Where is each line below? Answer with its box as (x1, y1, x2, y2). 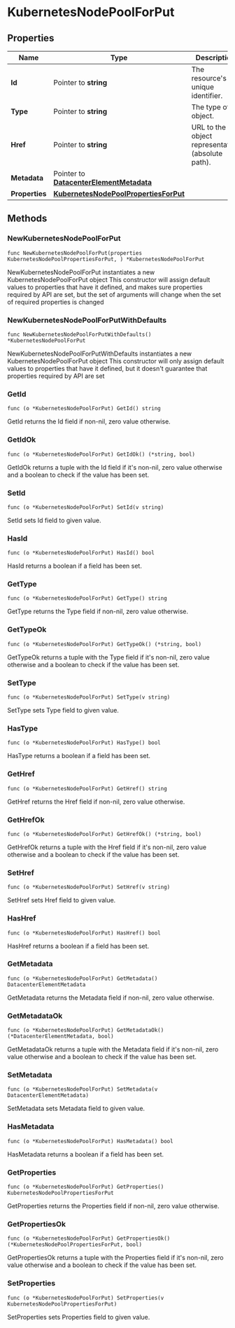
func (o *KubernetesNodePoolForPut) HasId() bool (7, 550, 155, 557)
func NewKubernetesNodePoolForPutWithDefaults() (7, 330, 152, 338)
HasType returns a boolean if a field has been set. (7, 752, 151, 760)
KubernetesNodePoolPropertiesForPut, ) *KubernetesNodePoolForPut (7, 256, 205, 263)
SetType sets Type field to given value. (7, 706, 119, 715)
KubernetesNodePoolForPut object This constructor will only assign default (7, 356, 225, 365)
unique (191, 82, 215, 92)
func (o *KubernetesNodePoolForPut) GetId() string (7, 405, 161, 412)
